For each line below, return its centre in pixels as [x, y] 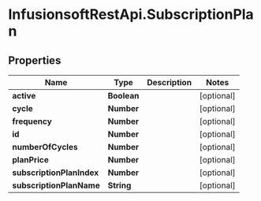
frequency [32, 121]
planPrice [30, 160]
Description [169, 82]
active [24, 96]
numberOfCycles [45, 147]
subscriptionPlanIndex [56, 173]
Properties [35, 60]
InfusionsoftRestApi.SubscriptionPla [131, 15]
